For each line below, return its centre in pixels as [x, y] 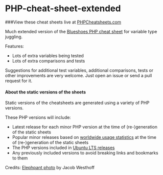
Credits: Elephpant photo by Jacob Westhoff [50, 168]
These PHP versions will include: [38, 117]
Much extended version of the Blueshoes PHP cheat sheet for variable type [81, 31]
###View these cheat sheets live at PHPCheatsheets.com [63, 22]
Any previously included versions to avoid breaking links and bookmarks [85, 153]
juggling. [14, 37]
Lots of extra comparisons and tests [48, 61]
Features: [15, 46]
